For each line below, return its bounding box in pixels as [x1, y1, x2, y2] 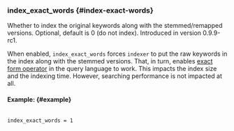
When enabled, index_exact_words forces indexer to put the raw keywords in [7, 49, 228, 58]
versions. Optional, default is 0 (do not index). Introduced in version [7, 29, 201, 37]
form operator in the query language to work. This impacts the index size [7, 65, 217, 73]
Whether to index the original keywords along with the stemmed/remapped [7, 22, 223, 30]
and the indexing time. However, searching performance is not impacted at [7, 72, 222, 80]
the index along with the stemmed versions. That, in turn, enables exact [7, 57, 213, 65]
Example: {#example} [7, 95, 72, 103]
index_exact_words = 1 [7, 117, 73, 124]
